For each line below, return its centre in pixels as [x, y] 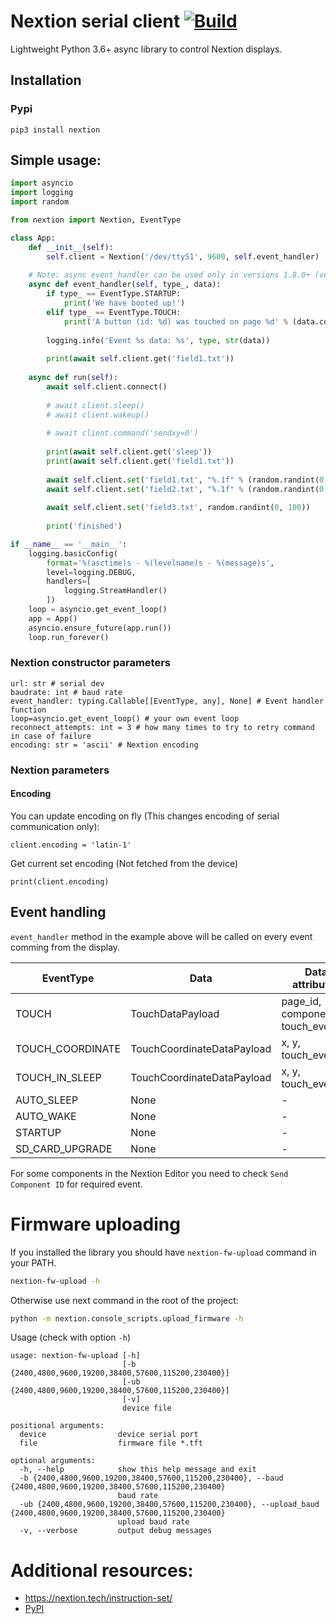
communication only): [55, 826]
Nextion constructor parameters [90, 663]
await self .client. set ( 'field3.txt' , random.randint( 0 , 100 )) [178, 508]
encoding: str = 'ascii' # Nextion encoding [104, 745]
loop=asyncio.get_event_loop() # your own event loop [125, 718]
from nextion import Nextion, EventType [96, 220]
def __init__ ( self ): [71, 247]
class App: [33, 238]
